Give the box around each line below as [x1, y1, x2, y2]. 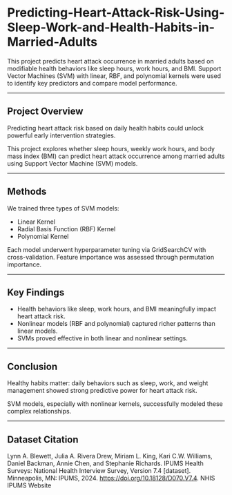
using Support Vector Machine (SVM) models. [7, 159, 138, 167]
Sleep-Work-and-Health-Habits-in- [7, 19, 215, 35]
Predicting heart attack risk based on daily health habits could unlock [7, 124, 204, 132]
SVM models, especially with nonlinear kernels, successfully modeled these [7, 400, 223, 408]
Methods [7, 186, 47, 197]
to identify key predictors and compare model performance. [7, 79, 177, 87]
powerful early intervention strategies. [7, 131, 116, 139]
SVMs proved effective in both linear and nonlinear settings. [17, 334, 188, 342]
